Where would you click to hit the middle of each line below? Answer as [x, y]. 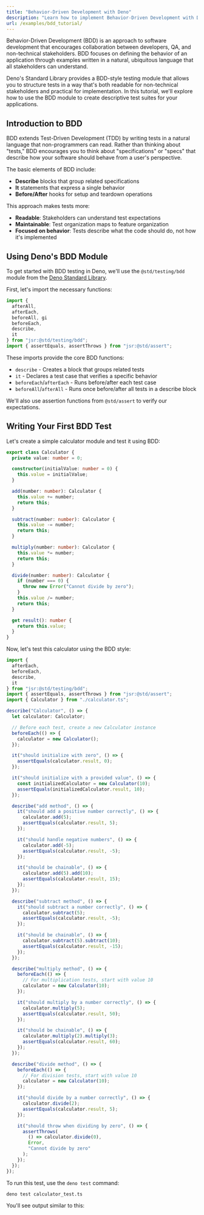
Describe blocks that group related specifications [77, 181]
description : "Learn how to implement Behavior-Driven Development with [100, 18]
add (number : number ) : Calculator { [57, 492]
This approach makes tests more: [48, 206]
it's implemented [36, 237]
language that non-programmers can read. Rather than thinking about [93, 145]
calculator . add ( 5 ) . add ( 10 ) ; [58, 873]
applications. [22, 104]
